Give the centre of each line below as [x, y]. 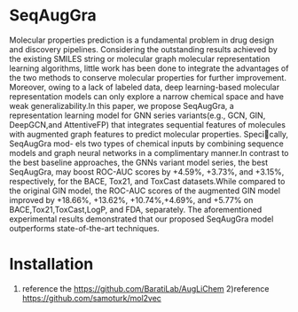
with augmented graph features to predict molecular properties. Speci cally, [149, 134]
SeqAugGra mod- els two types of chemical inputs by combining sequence [146, 144]
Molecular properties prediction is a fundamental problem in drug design [142, 40]
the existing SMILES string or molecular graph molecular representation [140, 58]
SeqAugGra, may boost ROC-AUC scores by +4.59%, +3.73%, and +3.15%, [147, 172]
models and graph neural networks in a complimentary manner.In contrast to [149, 152]
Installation [51, 265]
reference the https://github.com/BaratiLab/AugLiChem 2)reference [145, 288]
